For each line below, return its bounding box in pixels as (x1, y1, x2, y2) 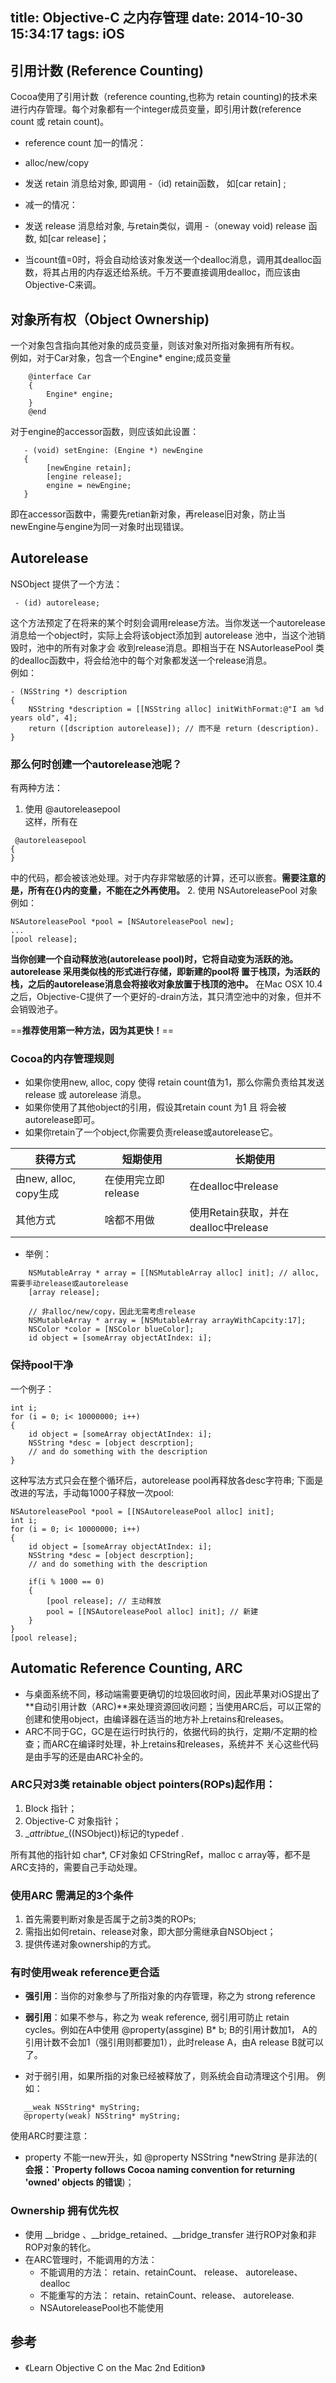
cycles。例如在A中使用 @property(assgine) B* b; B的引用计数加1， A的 (24, 2024, 318, 2036)
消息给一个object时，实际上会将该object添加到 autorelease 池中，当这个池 (10, 629, 317, 641)
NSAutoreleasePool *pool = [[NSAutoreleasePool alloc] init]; (10, 1506, 275, 1517)
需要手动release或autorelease (10, 1279, 129, 1289)
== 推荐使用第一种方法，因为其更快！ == (10, 1024, 175, 1037)
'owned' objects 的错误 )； (24, 2176, 135, 2188)
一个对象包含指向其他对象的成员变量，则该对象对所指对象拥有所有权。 (10, 339, 300, 352)
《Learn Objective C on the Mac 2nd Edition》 (24, 2361, 206, 2373)
